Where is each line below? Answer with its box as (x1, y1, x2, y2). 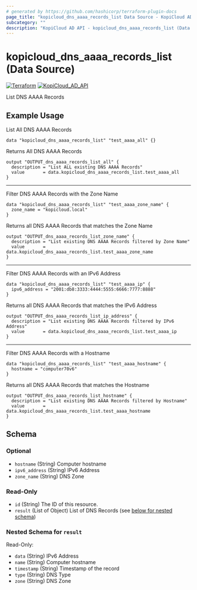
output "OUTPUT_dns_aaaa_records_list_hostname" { (6, 393, 133, 399)
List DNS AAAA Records (6, 93, 64, 100)
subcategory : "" (6, 19, 46, 25)
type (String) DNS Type (14, 571, 72, 578)
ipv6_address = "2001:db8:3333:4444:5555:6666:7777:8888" (11, 286, 157, 292)
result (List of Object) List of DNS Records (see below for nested (14, 507, 173, 514)
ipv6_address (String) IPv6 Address (14, 466, 100, 473)
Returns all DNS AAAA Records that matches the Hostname (6, 382, 150, 388)
